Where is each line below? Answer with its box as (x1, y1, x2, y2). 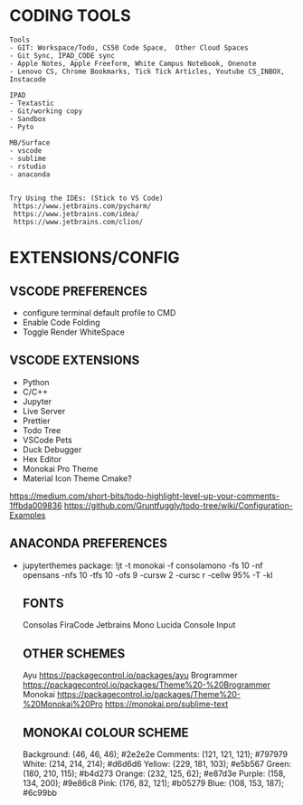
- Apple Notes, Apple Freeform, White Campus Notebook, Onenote (9, 59, 257, 68)
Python (22, 376, 50, 387)
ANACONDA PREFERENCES (9, 535, 167, 552)
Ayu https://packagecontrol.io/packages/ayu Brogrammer (22, 670, 238, 681)
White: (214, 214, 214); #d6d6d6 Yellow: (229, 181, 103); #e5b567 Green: (22, 759, 292, 769)
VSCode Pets (22, 434, 72, 445)
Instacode (9, 74, 47, 84)
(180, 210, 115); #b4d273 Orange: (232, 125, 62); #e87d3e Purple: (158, (22, 768, 286, 779)
